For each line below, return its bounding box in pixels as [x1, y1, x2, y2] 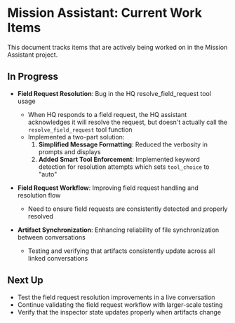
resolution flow [17, 191, 61, 199]
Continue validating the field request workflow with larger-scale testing [17, 300, 223, 309]
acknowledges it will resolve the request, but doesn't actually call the [27, 118, 228, 126]
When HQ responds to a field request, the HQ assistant [27, 110, 187, 118]
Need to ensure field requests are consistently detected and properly [27, 205, 228, 213]
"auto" [38, 170, 58, 178]
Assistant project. [7, 50, 58, 59]
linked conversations [27, 254, 88, 262]
